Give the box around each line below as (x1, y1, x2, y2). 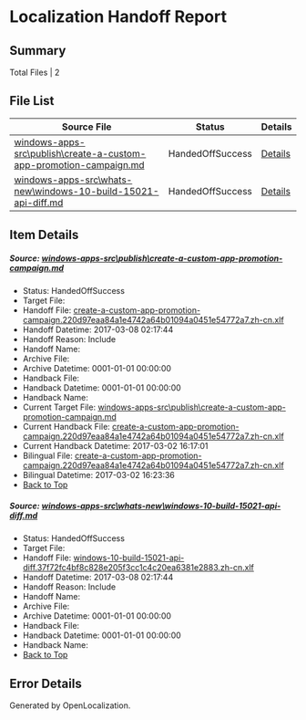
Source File (61, 120, 112, 133)
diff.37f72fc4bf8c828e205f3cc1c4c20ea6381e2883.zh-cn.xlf (22, 562, 255, 573)
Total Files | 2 (9, 67, 60, 78)
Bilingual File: (22, 450, 73, 462)
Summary (9, 43, 66, 58)
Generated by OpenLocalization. (9, 700, 131, 711)
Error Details (9, 675, 82, 691)
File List (9, 93, 55, 109)
